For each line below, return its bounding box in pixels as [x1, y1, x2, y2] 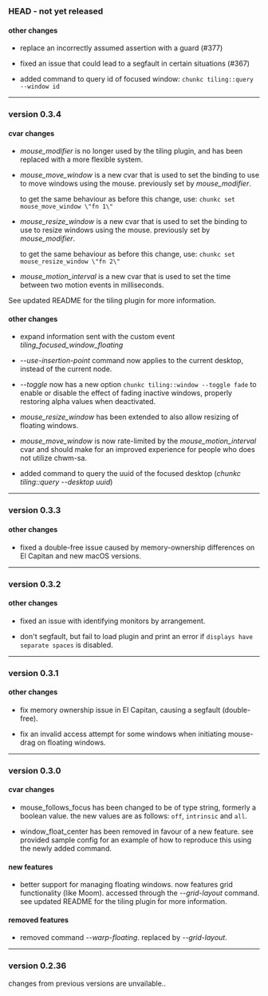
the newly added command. [19, 843, 112, 853]
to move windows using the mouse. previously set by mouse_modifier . [19, 178, 251, 189]
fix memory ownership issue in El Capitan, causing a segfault [19, 705, 221, 714]
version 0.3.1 [8, 667, 59, 678]
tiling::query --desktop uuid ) [19, 478, 113, 487]
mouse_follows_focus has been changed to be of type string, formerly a [19, 802, 257, 812]
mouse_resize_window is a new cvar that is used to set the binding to [19, 217, 247, 226]
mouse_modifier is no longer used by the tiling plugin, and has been [19, 146, 243, 156]
